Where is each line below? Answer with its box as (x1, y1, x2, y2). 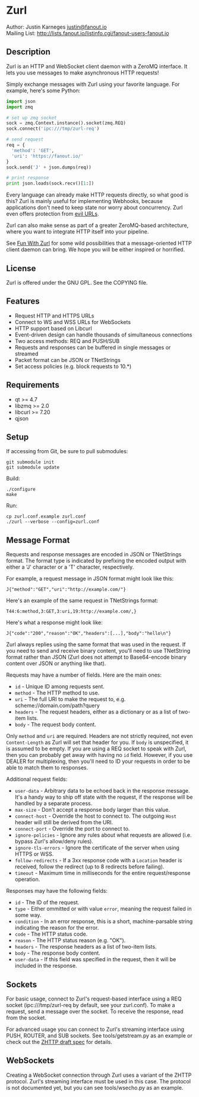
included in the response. (14, 962, 77, 970)
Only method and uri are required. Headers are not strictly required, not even (6, 733, 193, 740)
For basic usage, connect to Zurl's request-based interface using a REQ (6, 995, 182, 1002)
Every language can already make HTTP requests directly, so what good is (6, 191, 189, 198)
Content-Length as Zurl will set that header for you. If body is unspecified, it (6, 739, 189, 746)
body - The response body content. (14, 949, 101, 956)
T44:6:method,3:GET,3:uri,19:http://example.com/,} (6, 609, 137, 615)
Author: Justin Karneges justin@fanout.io (6, 23, 107, 30)
